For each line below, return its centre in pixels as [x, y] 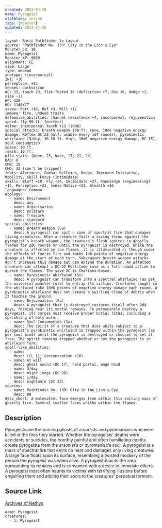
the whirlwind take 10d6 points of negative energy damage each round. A [81, 288]
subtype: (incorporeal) [29, 75]
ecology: [14, 194]
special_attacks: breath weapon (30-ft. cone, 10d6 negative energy [76, 130]
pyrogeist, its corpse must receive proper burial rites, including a [78, 314]
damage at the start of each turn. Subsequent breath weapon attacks [77, 258]
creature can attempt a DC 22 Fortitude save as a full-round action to [80, 267]
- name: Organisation [31, 207]
